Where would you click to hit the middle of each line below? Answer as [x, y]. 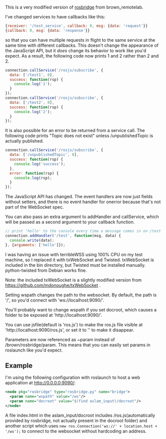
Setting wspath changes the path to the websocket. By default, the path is [81, 294]
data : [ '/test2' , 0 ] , [32, 102]
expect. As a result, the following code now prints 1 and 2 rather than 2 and [82, 56]
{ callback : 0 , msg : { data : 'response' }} [48, 30]
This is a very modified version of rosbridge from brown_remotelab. [74, 7]
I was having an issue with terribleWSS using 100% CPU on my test [74, 254]
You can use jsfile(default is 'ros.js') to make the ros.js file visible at [74, 324]
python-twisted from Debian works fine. [46, 270]
